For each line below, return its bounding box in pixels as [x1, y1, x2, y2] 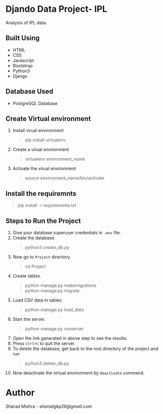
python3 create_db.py [25, 245, 70, 250]
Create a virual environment [12, 146, 69, 153]
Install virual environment [12, 128, 64, 134]
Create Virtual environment [5, 114, 91, 123]
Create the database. [12, 235, 55, 241]
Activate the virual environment [12, 166, 77, 171]
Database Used [5, 87, 54, 96]
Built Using [5, 34, 40, 42]
